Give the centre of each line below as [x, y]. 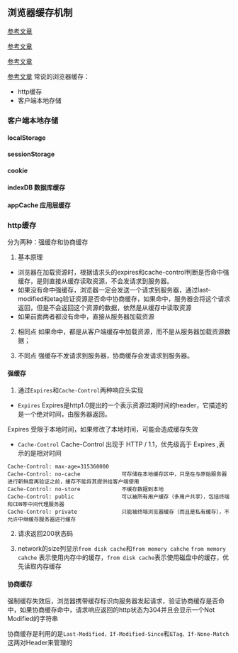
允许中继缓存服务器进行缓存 [42, 520]
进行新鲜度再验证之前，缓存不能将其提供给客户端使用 [73, 482]
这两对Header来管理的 [40, 643]
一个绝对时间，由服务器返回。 [67, 415]
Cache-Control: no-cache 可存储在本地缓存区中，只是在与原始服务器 [117, 474]
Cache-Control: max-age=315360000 [58, 467]
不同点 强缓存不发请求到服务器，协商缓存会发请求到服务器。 [105, 356]
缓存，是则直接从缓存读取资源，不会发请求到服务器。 [95, 281]
